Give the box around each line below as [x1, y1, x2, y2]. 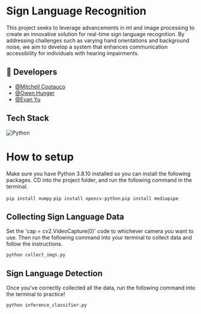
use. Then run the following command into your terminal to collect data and [6, 234, 192, 241]
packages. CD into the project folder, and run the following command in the [6, 176, 192, 184]
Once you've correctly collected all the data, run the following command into [6, 284, 196, 292]
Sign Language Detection [6, 268, 103, 279]
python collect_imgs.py [6, 252, 66, 258]
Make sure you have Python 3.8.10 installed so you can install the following [6, 170, 191, 177]
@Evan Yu [14, 95, 41, 103]
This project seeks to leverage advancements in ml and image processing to [6, 24, 195, 31]
